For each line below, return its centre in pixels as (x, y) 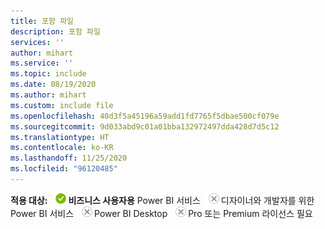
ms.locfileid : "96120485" (64, 169)
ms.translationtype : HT (60, 137)
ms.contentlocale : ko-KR (62, 148)
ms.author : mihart (48, 95)
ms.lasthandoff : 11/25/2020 (69, 158)
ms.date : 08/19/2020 (53, 85)
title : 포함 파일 (42, 21)
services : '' (37, 42)
